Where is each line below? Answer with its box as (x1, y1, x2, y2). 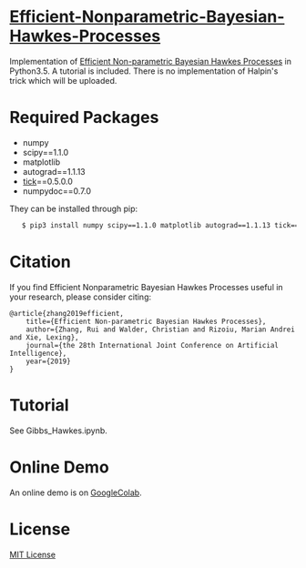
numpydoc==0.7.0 (22, 185, 91, 197)
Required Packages (9, 107, 159, 128)
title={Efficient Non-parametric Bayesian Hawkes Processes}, (25, 317, 267, 326)
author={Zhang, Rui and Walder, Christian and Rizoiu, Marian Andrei (25, 325, 296, 334)
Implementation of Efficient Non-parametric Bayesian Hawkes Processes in (9, 56, 291, 66)
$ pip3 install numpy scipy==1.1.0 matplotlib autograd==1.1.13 (21, 220, 271, 229)
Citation (9, 251, 71, 272)
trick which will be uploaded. (9, 75, 117, 86)
